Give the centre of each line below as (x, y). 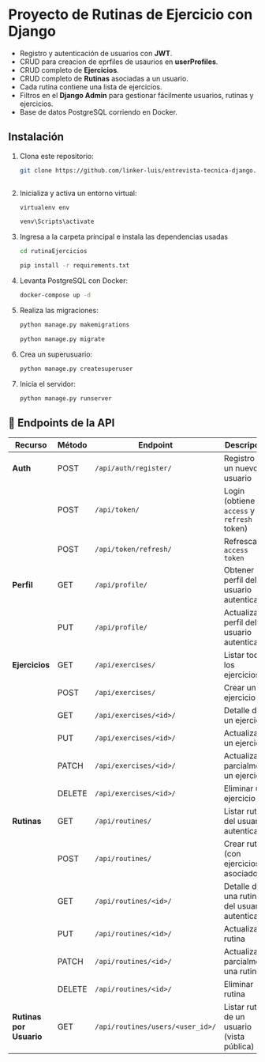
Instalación (36, 137)
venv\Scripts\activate (57, 222)
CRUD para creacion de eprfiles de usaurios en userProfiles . (119, 62)
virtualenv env (45, 207)
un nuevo (241, 468)
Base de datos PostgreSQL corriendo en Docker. (98, 111)
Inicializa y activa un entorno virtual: (78, 193)
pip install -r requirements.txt (75, 266)
